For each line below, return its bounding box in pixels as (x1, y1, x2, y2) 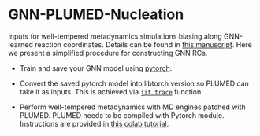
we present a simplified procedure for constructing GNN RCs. (8, 48, 208, 57)
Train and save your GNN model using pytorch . (19, 63, 173, 72)
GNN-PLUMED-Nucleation (8, 6, 184, 24)
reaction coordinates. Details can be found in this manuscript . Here (34, 39, 252, 49)
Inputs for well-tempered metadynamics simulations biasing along (8, 31, 222, 41)
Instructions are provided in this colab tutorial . (19, 119, 169, 128)
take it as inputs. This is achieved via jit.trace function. (19, 86, 203, 96)
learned (8, 39, 34, 49)
